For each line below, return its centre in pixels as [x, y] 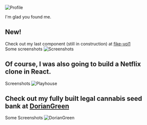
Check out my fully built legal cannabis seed [74, 99]
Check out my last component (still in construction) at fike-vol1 [68, 44]
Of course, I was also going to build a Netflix [73, 64]
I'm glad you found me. [28, 17]
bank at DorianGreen [37, 106]
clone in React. [28, 72]
